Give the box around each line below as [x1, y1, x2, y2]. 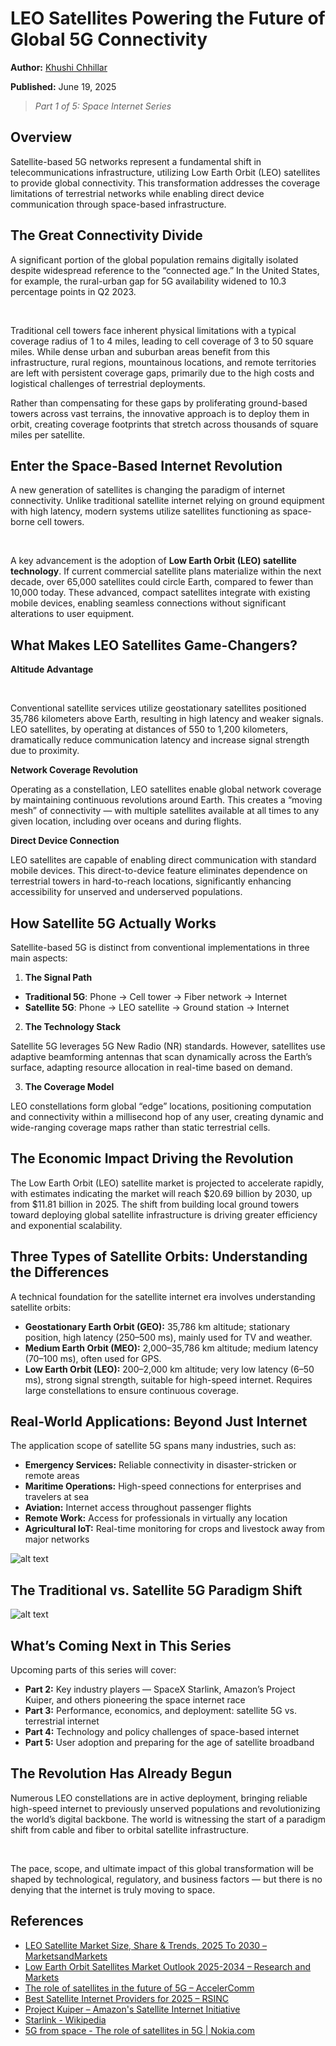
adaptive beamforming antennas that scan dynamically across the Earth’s [10, 1051, 313, 1062]
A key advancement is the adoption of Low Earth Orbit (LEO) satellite [10, 555, 297, 567]
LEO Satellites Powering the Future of [10, 7, 326, 30]
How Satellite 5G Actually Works [10, 915, 217, 932]
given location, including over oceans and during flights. [10, 815, 242, 827]
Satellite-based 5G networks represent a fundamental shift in [10, 155, 262, 167]
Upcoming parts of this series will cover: [10, 1664, 177, 1676]
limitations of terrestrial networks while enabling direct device [10, 187, 265, 199]
